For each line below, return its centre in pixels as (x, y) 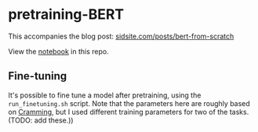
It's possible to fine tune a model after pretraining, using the (105, 95)
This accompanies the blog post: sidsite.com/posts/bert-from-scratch (121, 36)
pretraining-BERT (66, 15)
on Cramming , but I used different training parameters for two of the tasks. (129, 112)
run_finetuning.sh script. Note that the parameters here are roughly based (129, 103)
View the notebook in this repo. (58, 51)
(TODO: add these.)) (41, 120)
